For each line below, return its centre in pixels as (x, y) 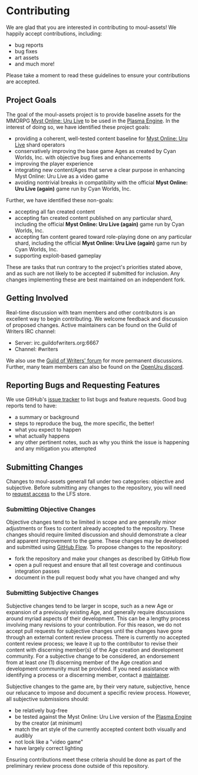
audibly (24, 735)
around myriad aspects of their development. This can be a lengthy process (98, 618)
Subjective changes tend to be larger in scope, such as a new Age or (90, 606)
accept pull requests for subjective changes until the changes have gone (94, 631)
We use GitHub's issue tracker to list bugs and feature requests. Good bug (96, 400)
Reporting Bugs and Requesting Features (83, 385)
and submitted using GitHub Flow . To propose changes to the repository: (94, 547)
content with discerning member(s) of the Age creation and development (95, 650)
